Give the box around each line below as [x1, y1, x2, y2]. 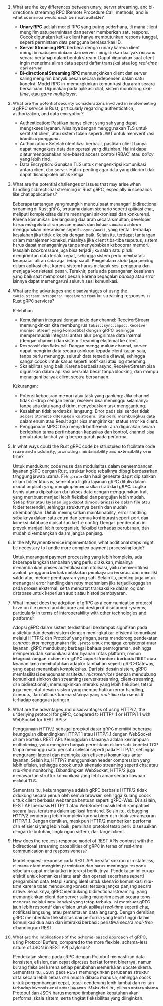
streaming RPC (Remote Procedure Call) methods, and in [34, 9, 148, 15]
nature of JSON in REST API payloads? [12, 945, 90, 950]
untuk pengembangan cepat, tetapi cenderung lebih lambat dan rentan [12, 980, 154, 986]
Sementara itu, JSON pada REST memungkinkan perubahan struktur [12, 970, 149, 975]
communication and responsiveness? [12, 848, 87, 854]
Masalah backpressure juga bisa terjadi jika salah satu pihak [12, 247, 133, 253]
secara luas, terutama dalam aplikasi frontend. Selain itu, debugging [12, 808, 148, 814]
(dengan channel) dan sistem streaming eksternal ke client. [19, 338, 138, 343]
